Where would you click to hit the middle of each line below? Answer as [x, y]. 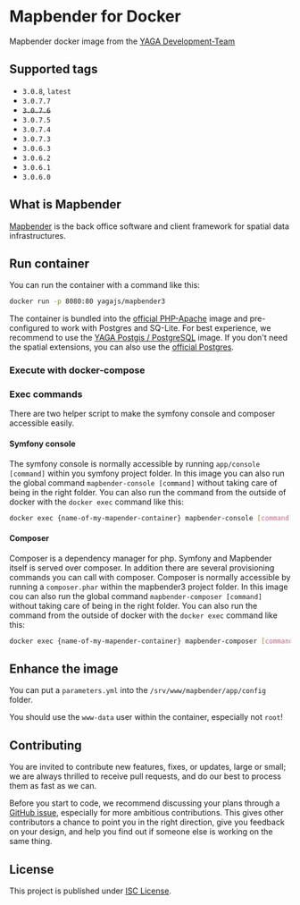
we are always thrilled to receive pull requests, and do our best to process [145, 776]
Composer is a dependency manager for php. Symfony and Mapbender [141, 558]
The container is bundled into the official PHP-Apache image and [129, 318]
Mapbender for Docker [95, 17]
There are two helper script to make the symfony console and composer [142, 414]
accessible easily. [42, 423]
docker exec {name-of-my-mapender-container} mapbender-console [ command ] [151, 518]
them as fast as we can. [53, 786]
